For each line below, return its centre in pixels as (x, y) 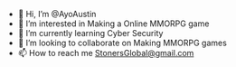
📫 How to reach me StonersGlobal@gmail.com (106, 53)
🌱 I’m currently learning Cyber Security (90, 33)
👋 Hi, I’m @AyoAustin (57, 14)
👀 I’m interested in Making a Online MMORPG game (113, 24)
